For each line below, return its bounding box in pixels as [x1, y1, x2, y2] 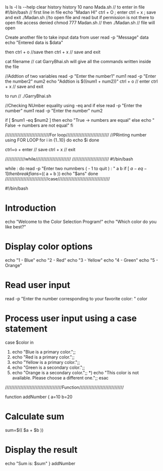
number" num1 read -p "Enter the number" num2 [5, 108, 103, 113]
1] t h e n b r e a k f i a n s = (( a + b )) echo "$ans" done [5, 171, 98, 177]
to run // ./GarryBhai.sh [5, 93, 52, 99]
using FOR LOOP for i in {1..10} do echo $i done [5, 137, 100, 143]
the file [5, 64, 19, 69]
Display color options [5, 241, 93, 252]
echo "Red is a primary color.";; [12, 354, 75, 360]
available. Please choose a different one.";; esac [12, 375, 109, 381]
